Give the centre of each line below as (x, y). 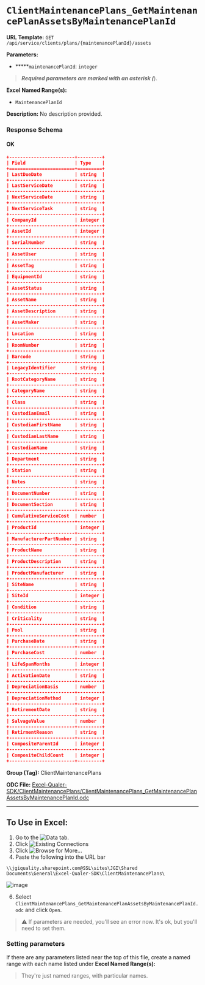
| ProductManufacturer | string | (56, 573)
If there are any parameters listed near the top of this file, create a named (99, 957)
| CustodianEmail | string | (56, 413)
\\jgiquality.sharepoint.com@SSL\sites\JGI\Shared (72, 868)
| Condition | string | (56, 607)
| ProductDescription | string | (56, 562)
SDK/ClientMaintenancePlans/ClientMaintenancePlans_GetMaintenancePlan (102, 791)
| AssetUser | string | (56, 254)
